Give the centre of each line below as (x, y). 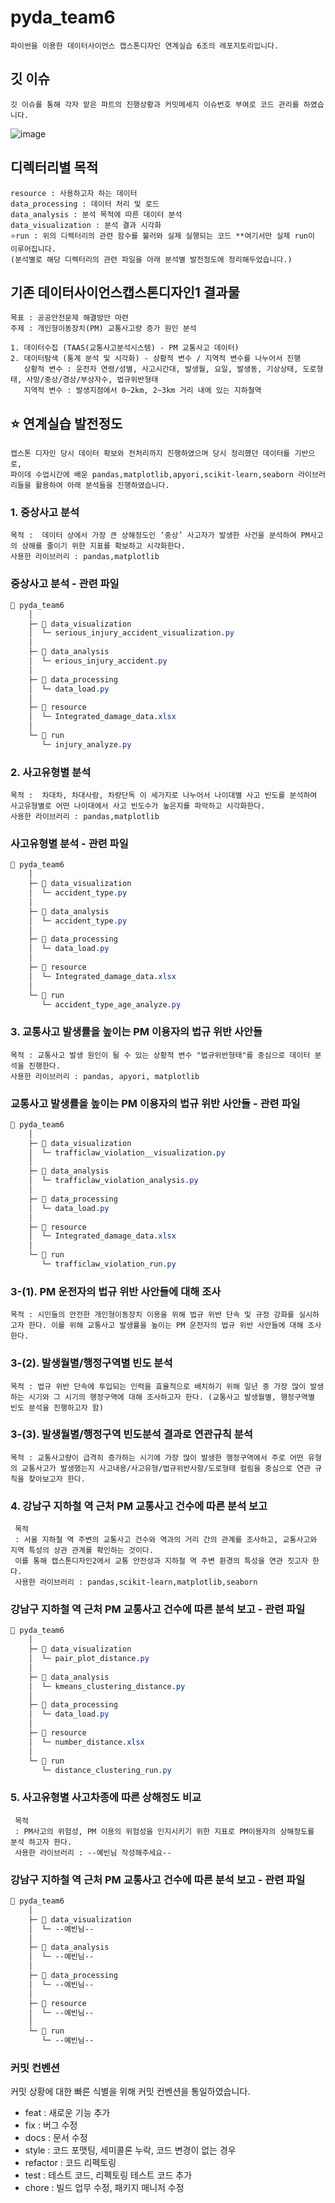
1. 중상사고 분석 (45, 513)
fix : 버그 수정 (51, 2125)
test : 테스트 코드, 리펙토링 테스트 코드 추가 (108, 2175)
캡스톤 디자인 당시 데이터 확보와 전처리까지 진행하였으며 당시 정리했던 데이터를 (150, 454)
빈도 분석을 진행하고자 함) (57, 1407)
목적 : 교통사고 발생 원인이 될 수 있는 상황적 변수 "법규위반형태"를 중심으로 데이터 (160, 1055)
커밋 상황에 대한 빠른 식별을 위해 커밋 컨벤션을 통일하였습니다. (130, 2092)
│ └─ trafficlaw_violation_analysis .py (113, 1181)
